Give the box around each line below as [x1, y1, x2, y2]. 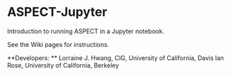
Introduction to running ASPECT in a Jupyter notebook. [7, 27, 164, 35]
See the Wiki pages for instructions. [7, 40, 110, 48]
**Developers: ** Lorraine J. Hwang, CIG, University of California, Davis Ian [7, 53, 224, 62]
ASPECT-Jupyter [7, 4, 108, 20]
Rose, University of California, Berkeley [7, 61, 119, 69]
